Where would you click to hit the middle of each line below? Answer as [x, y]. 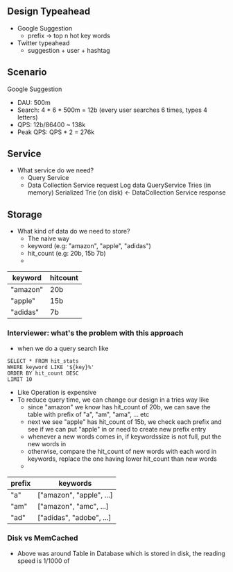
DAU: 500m [34, 102]
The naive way [49, 238]
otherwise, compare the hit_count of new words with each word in [122, 451]
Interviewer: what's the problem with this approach [95, 333]
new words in [47, 443]
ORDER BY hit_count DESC [43, 373]
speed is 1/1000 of [43, 561]
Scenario [27, 72]
